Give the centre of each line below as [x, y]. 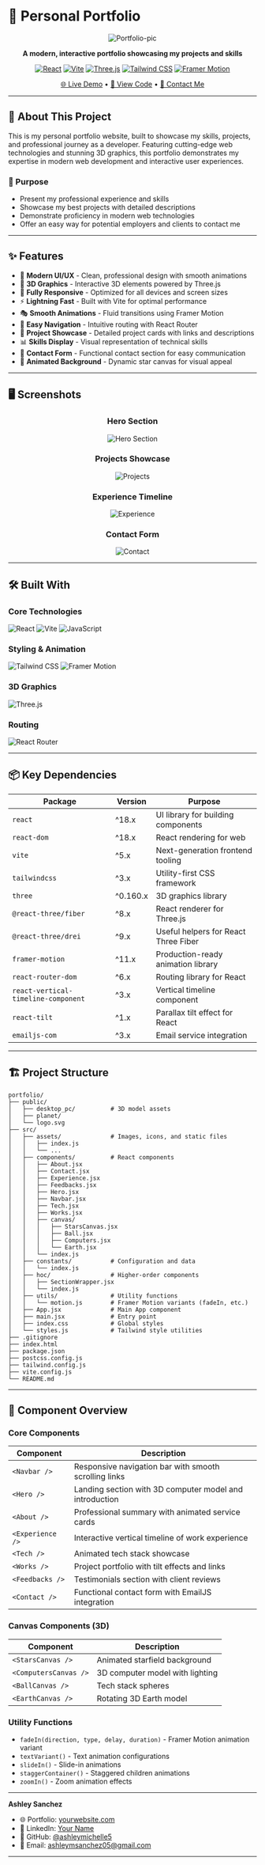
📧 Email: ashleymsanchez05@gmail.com [85, 1845]
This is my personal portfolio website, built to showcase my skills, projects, [129, 136]
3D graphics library [191, 896]
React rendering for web [201, 837]
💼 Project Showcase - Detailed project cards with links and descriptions [137, 332]
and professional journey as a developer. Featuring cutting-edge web [121, 144]
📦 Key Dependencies [62, 775]
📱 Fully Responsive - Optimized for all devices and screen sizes [124, 292]
